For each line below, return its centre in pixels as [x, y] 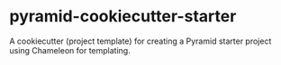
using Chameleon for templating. [70, 50]
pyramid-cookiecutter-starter [123, 16]
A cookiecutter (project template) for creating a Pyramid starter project [140, 41]
